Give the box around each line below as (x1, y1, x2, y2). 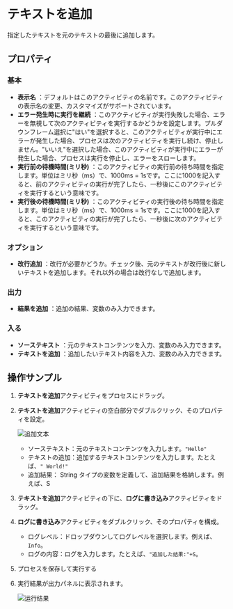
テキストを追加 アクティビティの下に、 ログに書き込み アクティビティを (17, 494, 217, 503)
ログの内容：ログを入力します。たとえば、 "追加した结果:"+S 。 (27, 550, 202, 558)
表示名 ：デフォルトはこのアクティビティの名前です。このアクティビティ (17, 93, 224, 101)
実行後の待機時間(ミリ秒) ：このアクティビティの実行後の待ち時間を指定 (17, 197, 224, 205)
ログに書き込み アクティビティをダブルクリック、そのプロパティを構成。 (17, 518, 223, 526)
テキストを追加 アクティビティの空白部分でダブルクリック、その (17, 406, 199, 415)
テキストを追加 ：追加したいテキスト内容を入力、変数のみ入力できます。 (17, 349, 226, 358)
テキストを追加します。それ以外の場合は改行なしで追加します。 (23, 268, 205, 276)
